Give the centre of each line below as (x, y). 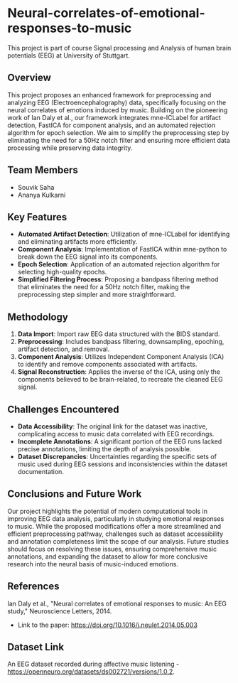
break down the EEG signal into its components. (88, 257)
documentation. (40, 472)
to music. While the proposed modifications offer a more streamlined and (114, 526)
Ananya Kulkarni (42, 195)
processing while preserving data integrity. (70, 148)
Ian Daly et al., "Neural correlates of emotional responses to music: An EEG (117, 603)
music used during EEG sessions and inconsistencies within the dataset (122, 464)
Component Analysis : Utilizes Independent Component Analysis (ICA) (121, 357)
